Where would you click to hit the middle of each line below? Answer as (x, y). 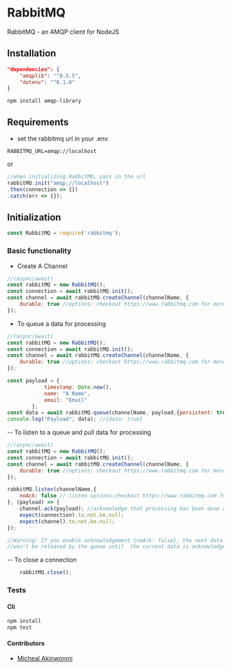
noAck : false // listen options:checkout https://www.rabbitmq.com (118, 496)
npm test (20, 628)
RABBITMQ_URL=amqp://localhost (52, 152)
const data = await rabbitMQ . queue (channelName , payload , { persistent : (110, 413)
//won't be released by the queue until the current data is (98, 547)
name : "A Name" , (67, 393)
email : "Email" (66, 400)
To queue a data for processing (62, 323)
